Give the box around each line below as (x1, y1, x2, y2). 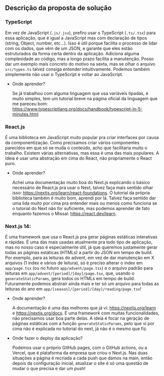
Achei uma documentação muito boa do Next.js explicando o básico (12, 179, 150, 185)
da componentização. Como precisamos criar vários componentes (5, 140, 140, 145)
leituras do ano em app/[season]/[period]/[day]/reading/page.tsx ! (5, 286, 142, 292)
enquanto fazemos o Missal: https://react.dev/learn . (12, 211, 117, 216)
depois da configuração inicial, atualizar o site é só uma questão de (12, 360, 148, 366)
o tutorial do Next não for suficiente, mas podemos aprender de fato (12, 205, 150, 211)
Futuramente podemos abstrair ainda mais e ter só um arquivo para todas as (5, 281, 159, 287)
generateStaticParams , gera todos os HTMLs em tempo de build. (5, 276, 136, 282)
